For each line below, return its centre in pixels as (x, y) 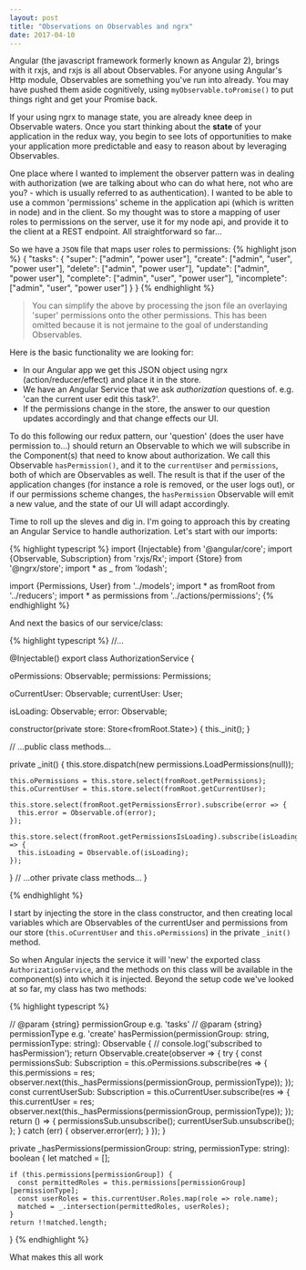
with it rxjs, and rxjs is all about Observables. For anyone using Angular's (146, 70)
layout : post (34, 18)
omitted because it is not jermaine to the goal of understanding (150, 325)
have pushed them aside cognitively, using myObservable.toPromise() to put (152, 90)
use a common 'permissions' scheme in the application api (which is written (152, 202)
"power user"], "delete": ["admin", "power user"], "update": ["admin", (139, 269)
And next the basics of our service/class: (87, 623)
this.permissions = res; (52, 1073)
